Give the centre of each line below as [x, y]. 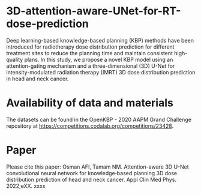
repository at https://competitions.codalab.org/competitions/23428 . [90, 126]
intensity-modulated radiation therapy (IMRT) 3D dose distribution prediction [101, 72]
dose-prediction [47, 24]
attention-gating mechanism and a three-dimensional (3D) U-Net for [91, 66]
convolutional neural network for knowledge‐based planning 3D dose [92, 173]
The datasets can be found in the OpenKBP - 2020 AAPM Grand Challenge [99, 119]
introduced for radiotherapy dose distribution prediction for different [91, 47]
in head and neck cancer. [37, 79]
